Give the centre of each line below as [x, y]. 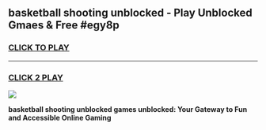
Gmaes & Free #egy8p [64, 26]
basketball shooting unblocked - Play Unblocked [130, 13]
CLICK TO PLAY [39, 48]
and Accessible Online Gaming [60, 117]
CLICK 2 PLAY [36, 77]
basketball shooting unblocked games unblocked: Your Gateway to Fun [128, 109]
